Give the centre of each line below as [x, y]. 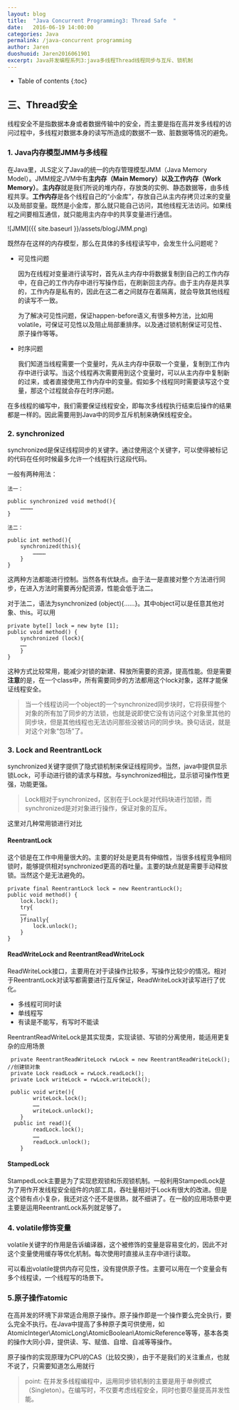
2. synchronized [36, 433]
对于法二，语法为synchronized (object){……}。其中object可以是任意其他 [113, 603]
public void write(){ [42, 1092]
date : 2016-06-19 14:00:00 [51, 27]
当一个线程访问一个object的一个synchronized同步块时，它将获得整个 [126, 705]
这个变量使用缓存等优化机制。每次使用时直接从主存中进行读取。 [101, 1254]
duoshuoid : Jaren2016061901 [49, 54]
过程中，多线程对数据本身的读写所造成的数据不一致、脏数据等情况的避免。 [122, 132]
